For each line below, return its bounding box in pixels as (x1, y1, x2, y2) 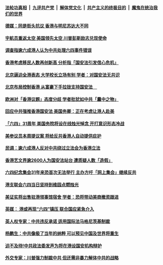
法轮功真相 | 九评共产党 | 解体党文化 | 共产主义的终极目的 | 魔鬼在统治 (5, 4, 154, 10)
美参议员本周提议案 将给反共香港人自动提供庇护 (5, 133, 102, 139)
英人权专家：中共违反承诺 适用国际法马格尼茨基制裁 (5, 218, 110, 224)
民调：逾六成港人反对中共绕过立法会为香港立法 (5, 145, 100, 151)
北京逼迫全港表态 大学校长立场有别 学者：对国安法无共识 (5, 72, 120, 77)
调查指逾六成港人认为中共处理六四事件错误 (5, 47, 92, 53)
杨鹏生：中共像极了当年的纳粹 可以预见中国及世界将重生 (5, 230, 119, 236)
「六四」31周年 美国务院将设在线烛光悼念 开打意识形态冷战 (5, 120, 124, 126)
